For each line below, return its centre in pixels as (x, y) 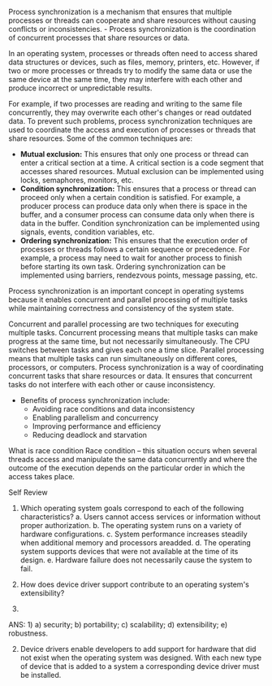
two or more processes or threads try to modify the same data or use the (130, 71)
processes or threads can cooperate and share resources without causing (132, 20)
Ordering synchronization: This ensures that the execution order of (134, 240)
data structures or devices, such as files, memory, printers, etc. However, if (134, 62)
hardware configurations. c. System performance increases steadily (134, 534)
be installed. (41, 675)
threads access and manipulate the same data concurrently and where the (133, 459)
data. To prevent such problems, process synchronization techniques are (131, 121)
